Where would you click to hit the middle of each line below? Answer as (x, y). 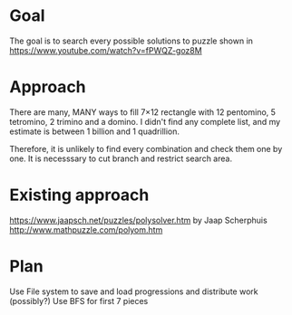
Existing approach (79, 195)
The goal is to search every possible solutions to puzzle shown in (131, 41)
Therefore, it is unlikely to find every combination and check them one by (146, 148)
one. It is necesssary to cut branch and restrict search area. (121, 158)
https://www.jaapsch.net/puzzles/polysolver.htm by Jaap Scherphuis (138, 220)
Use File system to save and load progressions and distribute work (134, 291)
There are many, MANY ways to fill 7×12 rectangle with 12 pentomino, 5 (143, 112)
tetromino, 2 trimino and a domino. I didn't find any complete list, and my (145, 121)
